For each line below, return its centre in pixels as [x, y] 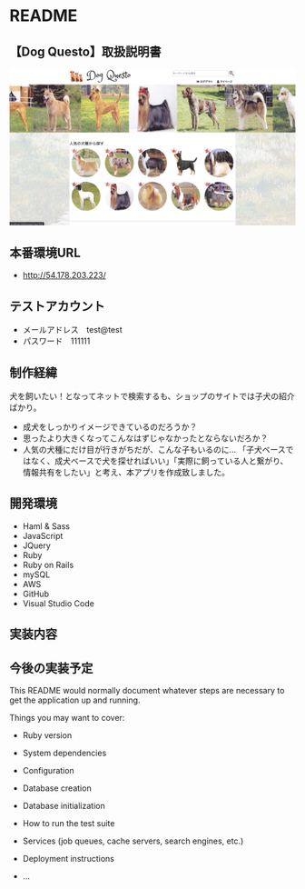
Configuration [48, 771]
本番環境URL [45, 253]
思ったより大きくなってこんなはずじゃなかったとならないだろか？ [145, 438]
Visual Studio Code [59, 603]
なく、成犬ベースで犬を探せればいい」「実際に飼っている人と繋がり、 [159, 461]
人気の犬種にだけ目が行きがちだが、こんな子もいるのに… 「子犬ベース [154, 450]
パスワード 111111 [56, 341]
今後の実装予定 [51, 668]
